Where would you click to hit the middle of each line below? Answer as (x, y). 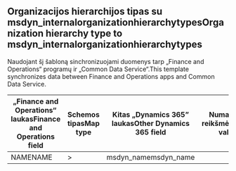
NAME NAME (32, 157)
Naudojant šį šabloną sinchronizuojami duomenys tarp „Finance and (106, 61)
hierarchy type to (84, 33)
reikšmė (215, 123)
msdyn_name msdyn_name (151, 157)
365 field (151, 132)
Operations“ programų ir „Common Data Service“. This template (98, 69)
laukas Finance (36, 119)
